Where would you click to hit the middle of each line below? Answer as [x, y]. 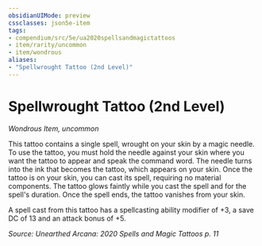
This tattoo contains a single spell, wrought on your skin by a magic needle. [132, 144]
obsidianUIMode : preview [49, 15]
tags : [17, 30]
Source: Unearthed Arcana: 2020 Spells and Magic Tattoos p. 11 [114, 233]
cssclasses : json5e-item [49, 23]
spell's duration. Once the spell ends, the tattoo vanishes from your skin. [127, 194]
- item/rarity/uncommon [48, 45]
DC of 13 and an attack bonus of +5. [67, 218]
